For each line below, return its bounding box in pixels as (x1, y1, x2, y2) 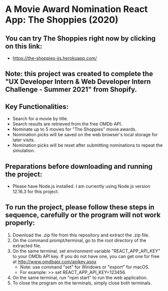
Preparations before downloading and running (5, 162, 153, 171)
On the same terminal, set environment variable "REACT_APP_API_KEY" (12, 248, 160, 254)
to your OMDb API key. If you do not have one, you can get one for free (12, 253, 159, 259)
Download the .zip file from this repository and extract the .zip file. (12, 232, 149, 238)
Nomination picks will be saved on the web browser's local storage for (12, 132, 158, 138)
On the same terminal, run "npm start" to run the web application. (12, 274, 148, 280)
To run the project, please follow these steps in (5, 203, 154, 211)
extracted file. (12, 242, 42, 248)
